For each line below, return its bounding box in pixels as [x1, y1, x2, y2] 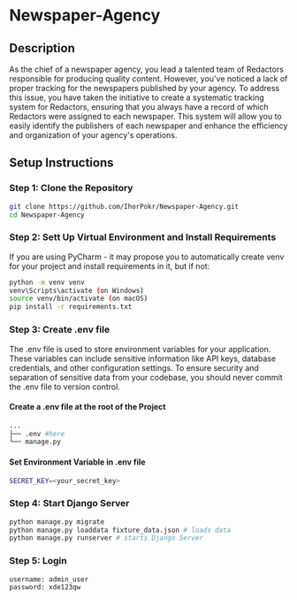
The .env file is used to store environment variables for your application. [9, 343, 271, 354]
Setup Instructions [9, 156, 114, 171]
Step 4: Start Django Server [9, 497, 130, 510]
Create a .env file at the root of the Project [9, 402, 166, 412]
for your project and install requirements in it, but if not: [9, 260, 210, 271]
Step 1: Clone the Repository [9, 182, 133, 195]
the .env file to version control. [9, 381, 121, 392]
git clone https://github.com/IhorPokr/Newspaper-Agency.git [9, 202, 240, 211]
